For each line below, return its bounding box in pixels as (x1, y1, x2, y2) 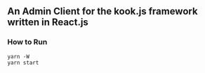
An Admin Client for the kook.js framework (7, 6, 198, 17)
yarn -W (7, 53, 30, 60)
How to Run (7, 38, 48, 47)
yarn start (7, 59, 39, 66)
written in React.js (7, 17, 89, 29)
